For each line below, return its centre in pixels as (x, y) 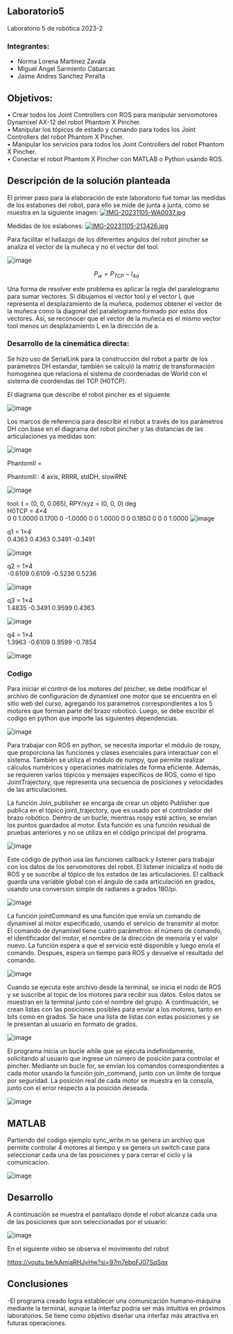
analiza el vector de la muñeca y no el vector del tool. (83, 247)
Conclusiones (38, 1284)
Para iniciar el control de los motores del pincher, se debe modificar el (107, 689)
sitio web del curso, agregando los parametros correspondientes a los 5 (110, 703)
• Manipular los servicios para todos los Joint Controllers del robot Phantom (116, 144)
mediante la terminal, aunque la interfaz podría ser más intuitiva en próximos (116, 1308)
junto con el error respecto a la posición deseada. (78, 1088)
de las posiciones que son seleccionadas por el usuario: (87, 1221)
